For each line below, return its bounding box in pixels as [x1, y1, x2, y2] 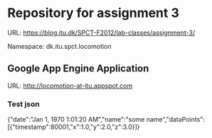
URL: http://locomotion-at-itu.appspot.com [7, 81, 133, 90]
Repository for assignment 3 [7, 5, 179, 21]
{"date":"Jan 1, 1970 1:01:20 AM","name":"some [7, 115, 145, 124]
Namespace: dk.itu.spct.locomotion [7, 42, 112, 50]
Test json [7, 99, 41, 109]
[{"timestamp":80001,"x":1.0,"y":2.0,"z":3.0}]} [7, 122, 140, 132]
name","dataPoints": [146, 115, 205, 124]
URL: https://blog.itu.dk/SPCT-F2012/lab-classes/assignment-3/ [7, 28, 196, 37]
